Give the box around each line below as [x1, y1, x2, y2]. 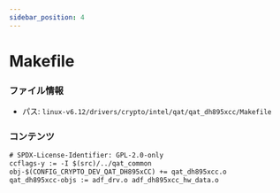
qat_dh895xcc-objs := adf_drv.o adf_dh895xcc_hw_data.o [9, 176, 219, 185]
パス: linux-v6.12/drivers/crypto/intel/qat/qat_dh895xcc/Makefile [21, 106, 272, 117]
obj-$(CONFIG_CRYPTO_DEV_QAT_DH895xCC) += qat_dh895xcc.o [9, 167, 227, 177]
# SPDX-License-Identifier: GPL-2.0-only [9, 151, 164, 160]
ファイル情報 [9, 84, 64, 96]
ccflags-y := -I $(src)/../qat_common [9, 159, 152, 168]
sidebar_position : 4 [9, 12, 86, 22]
